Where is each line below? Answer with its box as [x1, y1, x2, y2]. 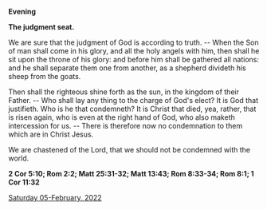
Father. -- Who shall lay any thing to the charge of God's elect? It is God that [8, 96, 259, 105]
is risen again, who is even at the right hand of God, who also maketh [8, 113, 235, 122]
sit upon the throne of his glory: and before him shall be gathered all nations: [8, 55, 260, 64]
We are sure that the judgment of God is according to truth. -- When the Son [8, 38, 259, 47]
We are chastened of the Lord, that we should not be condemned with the [8, 145, 251, 154]
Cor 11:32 [8, 177, 40, 187]
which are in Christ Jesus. [8, 129, 94, 139]
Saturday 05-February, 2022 [8, 193, 102, 202]
